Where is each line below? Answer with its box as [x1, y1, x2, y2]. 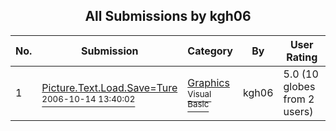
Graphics [187, 75, 230, 89]
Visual [187, 88, 212, 99]
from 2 [283, 92, 315, 106]
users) [283, 104, 314, 118]
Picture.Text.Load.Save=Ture [41, 80, 178, 94]
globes [283, 79, 316, 93]
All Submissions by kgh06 [84, 8, 252, 25]
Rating [286, 50, 318, 64]
